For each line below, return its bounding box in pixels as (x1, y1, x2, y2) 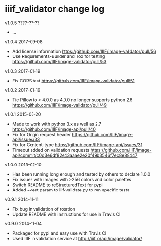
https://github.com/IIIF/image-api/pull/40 (12, 126, 96, 132)
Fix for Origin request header (12, 131, 71, 137)
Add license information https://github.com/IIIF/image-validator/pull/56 (12, 48, 156, 54)
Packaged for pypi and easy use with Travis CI (12, 230, 107, 236)
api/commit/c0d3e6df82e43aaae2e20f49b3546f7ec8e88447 (12, 152, 138, 158)
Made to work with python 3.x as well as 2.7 (12, 121, 102, 127)
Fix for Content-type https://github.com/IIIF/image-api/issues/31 (12, 141, 143, 148)
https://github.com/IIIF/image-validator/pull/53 (12, 58, 107, 64)
